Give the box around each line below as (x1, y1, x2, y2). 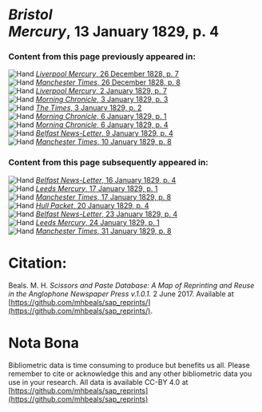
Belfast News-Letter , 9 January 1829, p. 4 (35, 129, 173, 138)
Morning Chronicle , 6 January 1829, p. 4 (35, 120, 169, 129)
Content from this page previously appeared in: (8, 51, 196, 62)
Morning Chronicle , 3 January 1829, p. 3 (35, 94, 169, 105)
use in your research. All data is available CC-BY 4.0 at (8, 377, 189, 386)
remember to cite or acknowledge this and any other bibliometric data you (8, 369, 252, 378)
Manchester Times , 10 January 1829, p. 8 (35, 137, 172, 147)
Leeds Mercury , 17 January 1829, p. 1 (35, 184, 158, 193)
